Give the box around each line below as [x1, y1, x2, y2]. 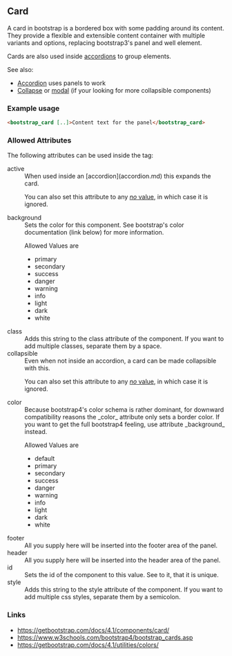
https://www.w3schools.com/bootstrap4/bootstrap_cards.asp [17, 633, 193, 641]
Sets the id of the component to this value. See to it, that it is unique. [24, 571, 219, 579]
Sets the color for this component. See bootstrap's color [24, 221, 184, 229]
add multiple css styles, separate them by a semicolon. [24, 593, 181, 601]
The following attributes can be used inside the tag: [7, 152, 154, 160]
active [7, 165, 25, 173]
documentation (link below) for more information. [24, 228, 164, 237]
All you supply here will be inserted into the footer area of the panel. [24, 541, 217, 549]
